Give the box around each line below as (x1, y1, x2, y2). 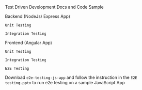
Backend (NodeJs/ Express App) (5, 14, 70, 19)
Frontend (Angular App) (5, 40, 52, 45)
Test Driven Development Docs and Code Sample (5, 4, 104, 10)
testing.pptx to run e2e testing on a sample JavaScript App (5, 80, 125, 85)
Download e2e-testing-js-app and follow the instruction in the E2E (5, 75, 137, 80)
